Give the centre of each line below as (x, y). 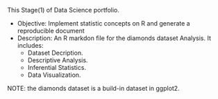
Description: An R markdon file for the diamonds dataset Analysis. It (114, 38)
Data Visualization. (54, 75)
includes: (30, 45)
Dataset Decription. (55, 53)
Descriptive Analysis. (58, 60)
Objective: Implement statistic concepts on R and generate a (103, 23)
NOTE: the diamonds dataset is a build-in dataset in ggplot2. (93, 88)
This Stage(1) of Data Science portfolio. (64, 10)
